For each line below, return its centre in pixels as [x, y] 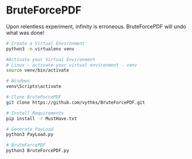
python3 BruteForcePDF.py [37, 151]
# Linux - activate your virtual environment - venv [72, 65]
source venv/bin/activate [37, 70]
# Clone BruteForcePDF [34, 97]
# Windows [18, 81]
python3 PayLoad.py [30, 135]
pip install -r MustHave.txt [42, 119]
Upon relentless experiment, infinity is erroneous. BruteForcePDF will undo [96, 26]
